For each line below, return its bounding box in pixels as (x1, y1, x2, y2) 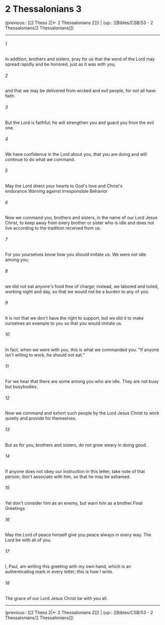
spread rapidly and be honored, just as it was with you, (5, 61, 116, 67)
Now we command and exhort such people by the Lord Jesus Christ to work (5, 410, 160, 416)
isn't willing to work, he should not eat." (5, 352, 85, 357)
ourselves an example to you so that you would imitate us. (5, 320, 123, 326)
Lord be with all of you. (5, 537, 52, 543)
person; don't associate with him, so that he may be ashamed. (5, 474, 131, 479)
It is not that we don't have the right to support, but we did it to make (5, 315, 144, 321)
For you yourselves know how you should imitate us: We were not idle (5, 252, 146, 258)
